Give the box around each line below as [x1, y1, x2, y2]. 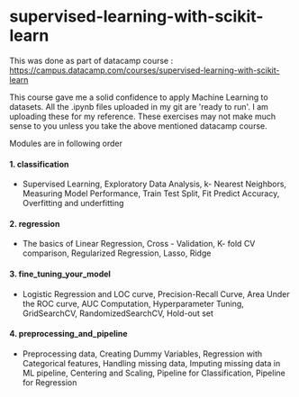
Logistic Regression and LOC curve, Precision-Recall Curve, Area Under [22, 288, 290, 299]
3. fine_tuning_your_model [9, 268, 111, 279]
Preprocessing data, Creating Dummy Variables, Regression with [22, 348, 263, 359]
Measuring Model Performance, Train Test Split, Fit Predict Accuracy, [22, 188, 280, 199]
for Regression [22, 376, 77, 388]
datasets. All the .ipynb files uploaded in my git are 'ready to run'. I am [9, 101, 268, 112]
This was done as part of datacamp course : [9, 55, 174, 66]
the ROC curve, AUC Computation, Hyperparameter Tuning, [22, 298, 245, 309]
